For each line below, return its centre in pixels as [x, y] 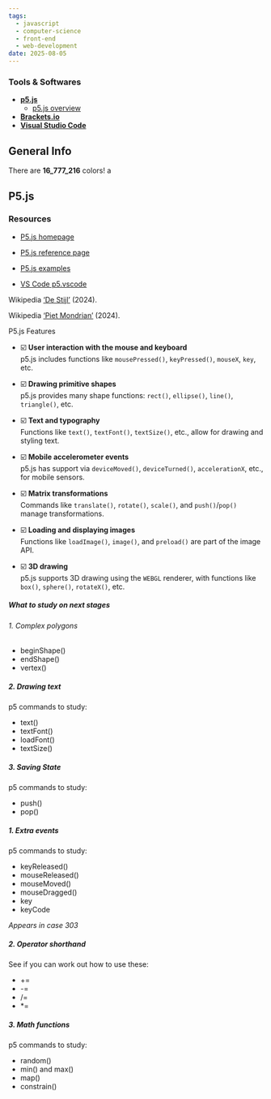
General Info [40, 151]
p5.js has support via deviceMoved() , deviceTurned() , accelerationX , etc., [142, 468]
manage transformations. [62, 513]
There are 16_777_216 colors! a [60, 170]
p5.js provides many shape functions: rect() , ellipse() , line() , [127, 395]
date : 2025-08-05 [38, 54]
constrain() [38, 1087]
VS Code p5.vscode [53, 284]
